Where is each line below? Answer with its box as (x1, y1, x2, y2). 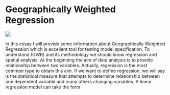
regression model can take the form (5, 84, 81, 90)
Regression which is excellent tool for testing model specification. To (5, 46, 150, 52)
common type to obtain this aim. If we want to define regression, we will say (5, 68, 165, 74)
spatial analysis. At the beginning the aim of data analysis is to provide (5, 57, 153, 63)
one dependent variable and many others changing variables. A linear (5, 78, 152, 84)
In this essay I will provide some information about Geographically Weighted (5, 41, 165, 47)
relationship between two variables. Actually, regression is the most (5, 62, 148, 68)
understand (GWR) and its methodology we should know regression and (5, 51, 157, 57)
